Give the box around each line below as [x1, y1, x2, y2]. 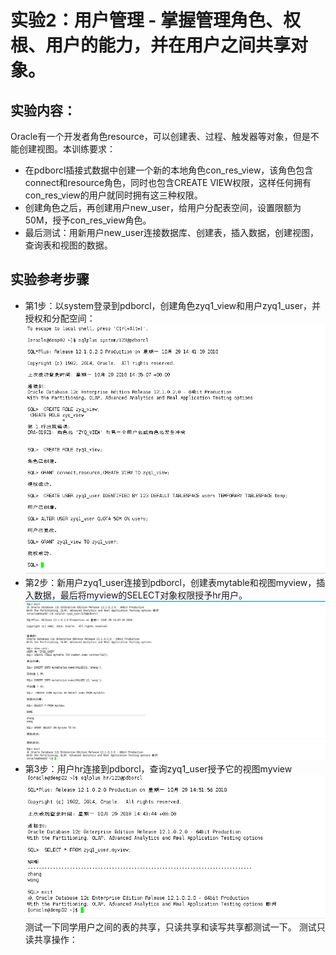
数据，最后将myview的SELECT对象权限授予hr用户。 [33, 589, 248, 601]
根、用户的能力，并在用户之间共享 [10, 34, 292, 57]
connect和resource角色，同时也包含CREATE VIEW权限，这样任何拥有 [24, 177, 312, 188]
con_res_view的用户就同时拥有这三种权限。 [24, 189, 203, 201]
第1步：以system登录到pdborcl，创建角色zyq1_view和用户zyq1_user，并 [24, 299, 322, 311]
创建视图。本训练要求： [18, 143, 116, 155]
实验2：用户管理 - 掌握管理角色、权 [10, 9, 301, 32]
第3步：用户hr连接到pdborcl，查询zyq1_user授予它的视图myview [24, 763, 293, 775]
